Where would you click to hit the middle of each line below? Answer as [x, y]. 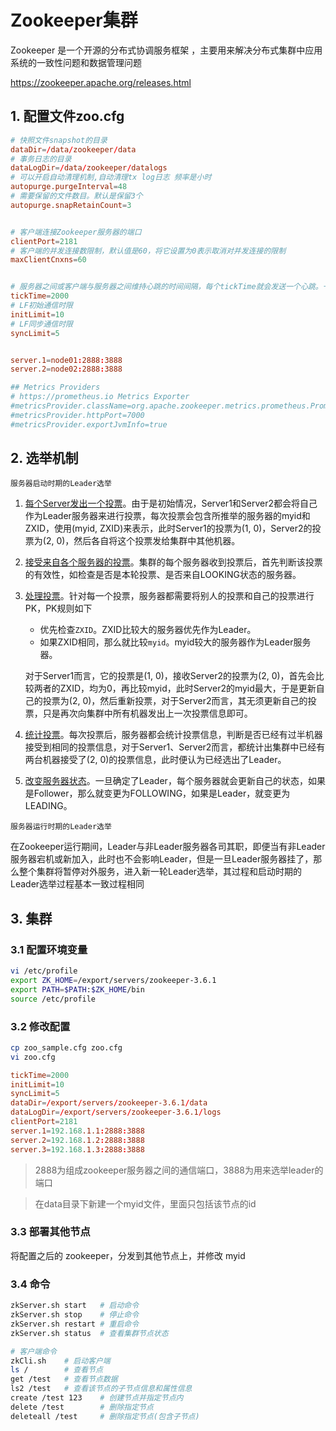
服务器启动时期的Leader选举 [61, 484]
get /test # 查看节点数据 [64, 1379]
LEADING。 [48, 806]
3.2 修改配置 [40, 1026]
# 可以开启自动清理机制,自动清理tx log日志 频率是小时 [111, 177]
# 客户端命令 [33, 1351]
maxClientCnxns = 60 [48, 260]
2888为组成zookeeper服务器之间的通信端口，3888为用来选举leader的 [179, 1170]
